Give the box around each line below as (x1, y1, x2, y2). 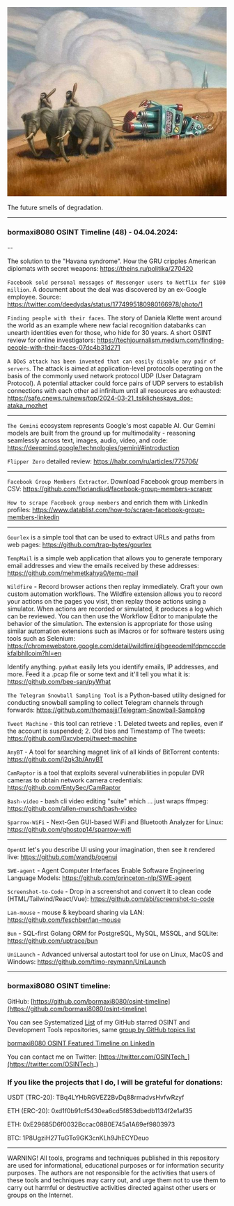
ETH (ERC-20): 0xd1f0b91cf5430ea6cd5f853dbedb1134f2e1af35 (7, 1107, 193, 1115)
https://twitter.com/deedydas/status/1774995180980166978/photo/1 (7, 300, 203, 308)
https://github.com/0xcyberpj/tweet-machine (7, 734, 137, 743)
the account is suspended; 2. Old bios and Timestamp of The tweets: (7, 727, 205, 735)
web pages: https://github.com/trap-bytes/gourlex (7, 540, 152, 549)
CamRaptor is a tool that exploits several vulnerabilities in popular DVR (7, 768, 205, 777)
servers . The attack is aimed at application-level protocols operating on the (7, 364, 224, 373)
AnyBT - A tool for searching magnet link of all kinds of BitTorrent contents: (7, 747, 219, 756)
